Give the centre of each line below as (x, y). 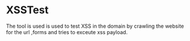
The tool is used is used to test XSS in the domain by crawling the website (95, 26)
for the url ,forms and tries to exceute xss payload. (67, 32)
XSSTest (27, 10)
